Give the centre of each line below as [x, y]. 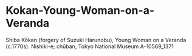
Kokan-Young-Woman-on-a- [80, 11]
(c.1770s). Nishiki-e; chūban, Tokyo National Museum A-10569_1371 [90, 46]
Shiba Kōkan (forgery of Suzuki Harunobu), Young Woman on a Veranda [96, 40]
